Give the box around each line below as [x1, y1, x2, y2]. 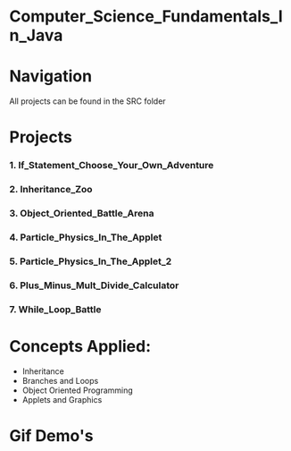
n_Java [9, 25, 63, 46]
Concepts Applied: [9, 336, 152, 356]
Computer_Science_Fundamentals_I [9, 6, 283, 27]
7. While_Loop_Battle [9, 302, 102, 315]
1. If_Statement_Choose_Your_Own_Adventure [9, 159, 214, 172]
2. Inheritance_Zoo [9, 183, 93, 196]
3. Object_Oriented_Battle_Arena [9, 208, 154, 220]
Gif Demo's [9, 425, 94, 446]
